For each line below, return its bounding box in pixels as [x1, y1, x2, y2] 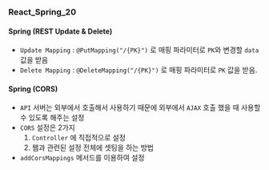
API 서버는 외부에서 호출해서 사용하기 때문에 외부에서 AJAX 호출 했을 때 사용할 [19, 103, 261, 112]
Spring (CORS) [8, 83, 58, 94]
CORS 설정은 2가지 [19, 123, 76, 132]
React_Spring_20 [8, 6, 77, 18]
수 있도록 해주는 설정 [19, 113, 85, 123]
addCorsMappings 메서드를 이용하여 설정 [19, 153, 145, 163]
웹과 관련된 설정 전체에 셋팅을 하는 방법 [31, 143, 155, 152]
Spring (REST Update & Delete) [8, 26, 113, 36]
